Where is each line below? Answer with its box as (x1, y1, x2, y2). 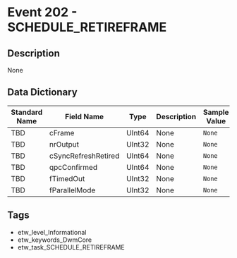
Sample (203, 107, 229, 117)
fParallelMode (49, 185, 96, 195)
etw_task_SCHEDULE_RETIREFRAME (17, 242, 125, 251)
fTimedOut (49, 173, 85, 183)
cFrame (49, 128, 75, 137)
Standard (11, 107, 43, 117)
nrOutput (49, 139, 80, 149)
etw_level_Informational (17, 228, 87, 236)
